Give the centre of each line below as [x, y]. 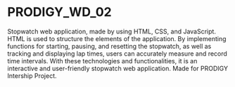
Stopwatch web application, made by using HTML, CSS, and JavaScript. [112, 31]
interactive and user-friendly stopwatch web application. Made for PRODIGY [118, 68]
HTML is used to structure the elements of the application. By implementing [117, 38]
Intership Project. [32, 76]
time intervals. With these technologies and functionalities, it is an [102, 61]
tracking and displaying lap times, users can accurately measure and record [117, 54]
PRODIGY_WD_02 [59, 12]
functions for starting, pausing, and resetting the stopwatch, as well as [109, 46]
